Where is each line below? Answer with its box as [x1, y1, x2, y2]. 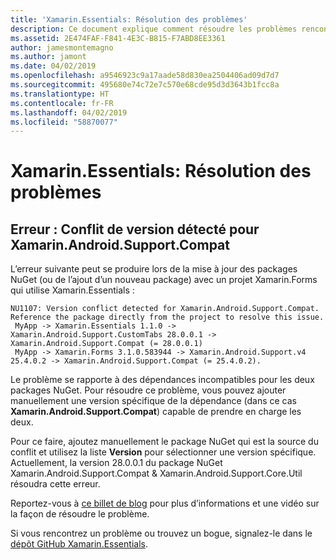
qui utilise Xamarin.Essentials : [10, 284, 135, 296]
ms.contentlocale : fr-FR [10, 98, 114, 108]
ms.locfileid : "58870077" [10, 117, 118, 127]
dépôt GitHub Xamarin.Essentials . [10, 538, 148, 550]
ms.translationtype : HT [10, 89, 110, 99]
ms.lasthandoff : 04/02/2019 [10, 107, 128, 118]
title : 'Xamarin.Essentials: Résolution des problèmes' [10, 14, 248, 25]
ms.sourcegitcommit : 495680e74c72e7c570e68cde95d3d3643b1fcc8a [10, 80, 280, 90]
